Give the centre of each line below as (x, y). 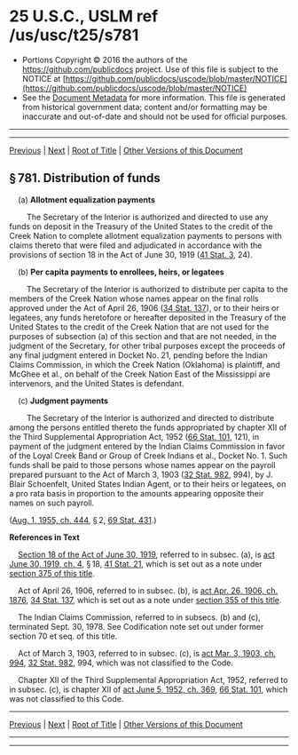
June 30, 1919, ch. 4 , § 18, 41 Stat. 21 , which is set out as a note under (136, 564)
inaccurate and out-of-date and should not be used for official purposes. (155, 116)
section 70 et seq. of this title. (63, 636)
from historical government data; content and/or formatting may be (145, 107)
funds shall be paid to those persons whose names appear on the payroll (142, 465)
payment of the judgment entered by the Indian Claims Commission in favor (147, 446)
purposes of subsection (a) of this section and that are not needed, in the (143, 336)
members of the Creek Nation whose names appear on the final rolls (134, 298)
